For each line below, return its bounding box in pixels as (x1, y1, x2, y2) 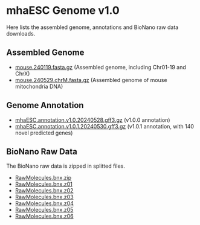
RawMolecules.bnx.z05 (15, 206, 74, 214)
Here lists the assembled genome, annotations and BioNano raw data (6, 24, 179, 31)
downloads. (6, 30, 36, 37)
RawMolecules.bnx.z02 (15, 187, 74, 194)
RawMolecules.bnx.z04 (15, 200, 74, 207)
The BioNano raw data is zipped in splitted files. (6, 162, 126, 170)
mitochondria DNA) (15, 83, 63, 90)
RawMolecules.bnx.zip (15, 174, 72, 182)
